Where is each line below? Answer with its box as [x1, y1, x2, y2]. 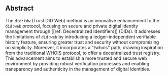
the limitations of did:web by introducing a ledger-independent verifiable [5, 33, 156, 40]
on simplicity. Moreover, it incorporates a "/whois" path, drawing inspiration [5, 44, 163, 50]
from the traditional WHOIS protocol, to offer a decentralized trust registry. [5, 50, 161, 56]
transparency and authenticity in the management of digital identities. [5, 66, 151, 72]
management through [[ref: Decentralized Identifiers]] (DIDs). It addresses [5, 28, 161, 34]
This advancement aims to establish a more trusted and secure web [5, 55, 147, 61]
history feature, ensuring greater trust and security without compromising [5, 39, 159, 45]
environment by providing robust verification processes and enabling [5, 60, 150, 66]
